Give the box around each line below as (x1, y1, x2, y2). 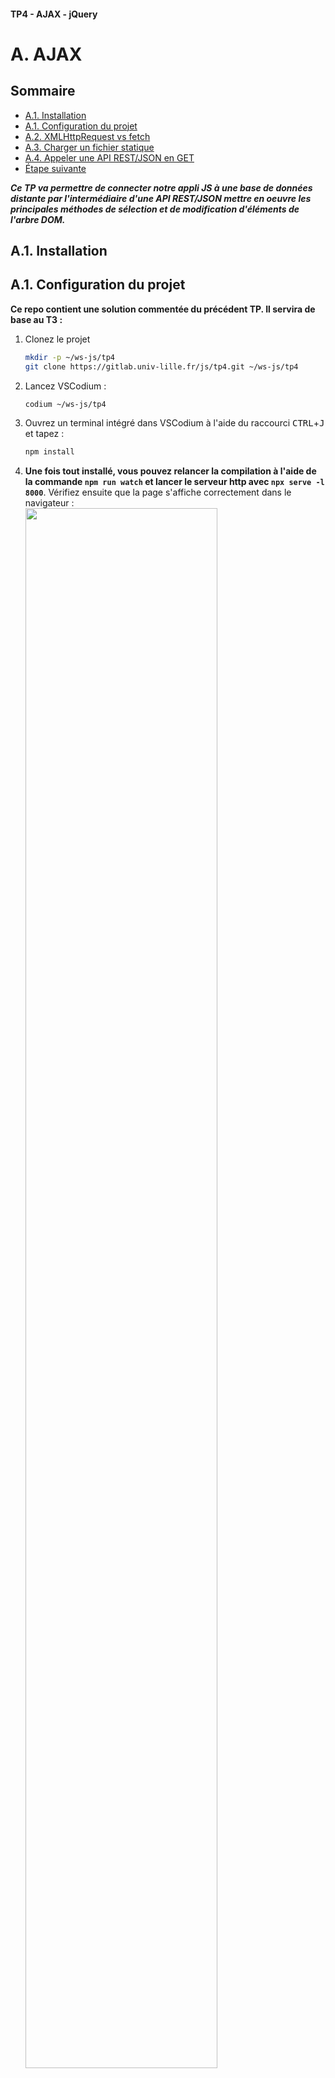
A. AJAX (10, 43, 83, 65)
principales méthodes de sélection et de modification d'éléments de (10, 203, 300, 215)
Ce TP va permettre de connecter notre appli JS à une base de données (10, 181, 313, 194)
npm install (24, 447, 75, 457)
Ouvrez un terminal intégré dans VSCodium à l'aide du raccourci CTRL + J (24, 417, 325, 429)
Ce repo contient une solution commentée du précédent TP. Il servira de (10, 303, 316, 315)
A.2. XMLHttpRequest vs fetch (24, 130, 151, 142)
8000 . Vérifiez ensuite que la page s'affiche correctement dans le (24, 486, 292, 499)
